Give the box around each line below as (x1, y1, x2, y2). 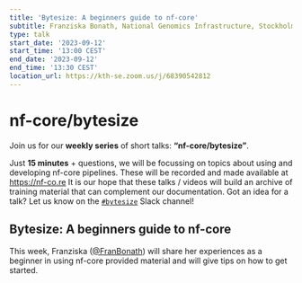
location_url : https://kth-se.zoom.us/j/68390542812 (9, 72, 211, 81)
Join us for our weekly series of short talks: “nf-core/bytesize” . (9, 140, 249, 151)
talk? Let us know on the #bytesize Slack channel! (9, 195, 195, 207)
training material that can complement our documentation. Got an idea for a (9, 186, 289, 197)
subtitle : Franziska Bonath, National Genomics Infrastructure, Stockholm (9, 22, 296, 31)
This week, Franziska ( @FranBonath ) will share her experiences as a (9, 245, 262, 256)
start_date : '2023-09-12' (9, 38, 106, 48)
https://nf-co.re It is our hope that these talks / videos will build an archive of (9, 176, 293, 187)
